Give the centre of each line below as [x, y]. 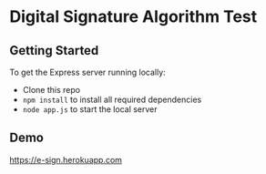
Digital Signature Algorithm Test [133, 17]
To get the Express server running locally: [87, 72]
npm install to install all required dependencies [112, 99]
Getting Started [54, 51]
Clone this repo [51, 90]
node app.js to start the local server [90, 109]
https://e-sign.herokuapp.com [66, 159]
